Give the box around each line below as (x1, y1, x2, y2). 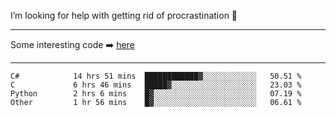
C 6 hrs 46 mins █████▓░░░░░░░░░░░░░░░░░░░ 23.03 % (10, 80, 302, 90)
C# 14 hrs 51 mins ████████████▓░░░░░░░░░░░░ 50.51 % (10, 71, 302, 81)
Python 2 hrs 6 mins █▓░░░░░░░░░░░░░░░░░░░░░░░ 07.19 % (10, 89, 302, 99)
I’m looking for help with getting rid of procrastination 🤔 (10, 10, 238, 21)
